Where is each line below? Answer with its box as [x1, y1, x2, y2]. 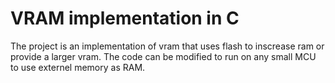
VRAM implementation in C [10, 7, 240, 30]
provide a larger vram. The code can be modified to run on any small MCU [10, 50, 317, 62]
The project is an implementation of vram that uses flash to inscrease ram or [10, 40, 325, 52]
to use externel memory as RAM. [10, 61, 146, 73]
